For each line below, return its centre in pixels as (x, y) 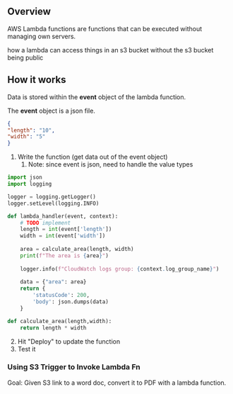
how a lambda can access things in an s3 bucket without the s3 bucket (110, 50)
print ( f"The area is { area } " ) (65, 255)
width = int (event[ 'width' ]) (63, 236)
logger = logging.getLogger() (52, 197)
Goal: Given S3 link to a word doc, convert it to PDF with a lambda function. (117, 383)
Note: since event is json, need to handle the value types (110, 164)
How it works (37, 80)
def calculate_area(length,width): (60, 321)
